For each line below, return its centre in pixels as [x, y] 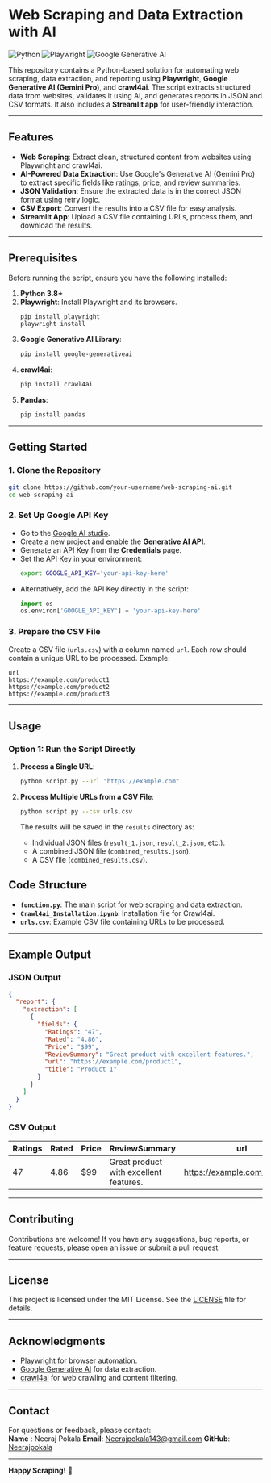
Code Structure [48, 885]
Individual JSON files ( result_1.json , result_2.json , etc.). [129, 843]
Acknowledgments [57, 1341]
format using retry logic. [60, 199]
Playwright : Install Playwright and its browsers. [98, 302]
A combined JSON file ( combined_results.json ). [111, 851]
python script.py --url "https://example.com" [100, 781]
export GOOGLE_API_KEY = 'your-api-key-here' [94, 573]
